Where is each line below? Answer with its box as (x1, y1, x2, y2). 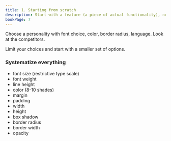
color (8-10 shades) (12, 87, 54, 93)
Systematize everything (5, 59, 66, 66)
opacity (12, 130, 29, 136)
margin (12, 92, 28, 98)
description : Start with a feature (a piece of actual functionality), (5, 12, 160, 17)
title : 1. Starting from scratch (5, 7, 76, 13)
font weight (12, 76, 37, 82)
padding (12, 97, 31, 103)
